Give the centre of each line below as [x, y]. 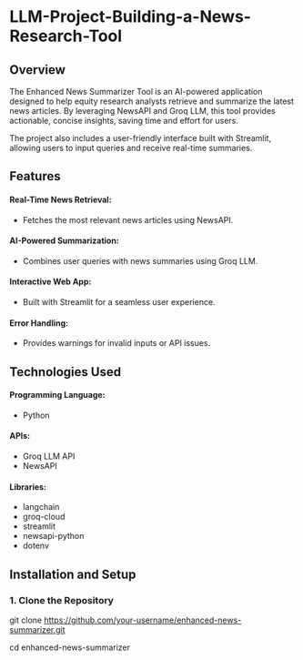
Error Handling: [39, 323]
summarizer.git [37, 629]
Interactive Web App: [50, 282]
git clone [26, 620]
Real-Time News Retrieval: [61, 199]
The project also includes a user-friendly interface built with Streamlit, [140, 138]
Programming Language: [58, 395]
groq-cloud [44, 517]
